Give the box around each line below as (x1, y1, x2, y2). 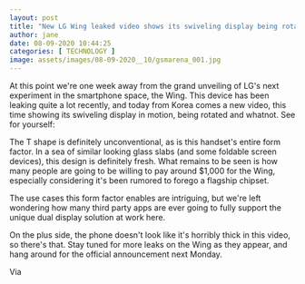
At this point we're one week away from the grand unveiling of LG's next (9, 81, 280, 91)
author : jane (9, 30, 59, 39)
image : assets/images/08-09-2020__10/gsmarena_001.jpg (9, 55, 221, 64)
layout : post (9, 13, 59, 23)
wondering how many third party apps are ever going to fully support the (9, 202, 282, 213)
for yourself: (9, 119, 56, 130)
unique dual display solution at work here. (9, 212, 166, 222)
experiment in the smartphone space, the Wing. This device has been (9, 90, 270, 101)
